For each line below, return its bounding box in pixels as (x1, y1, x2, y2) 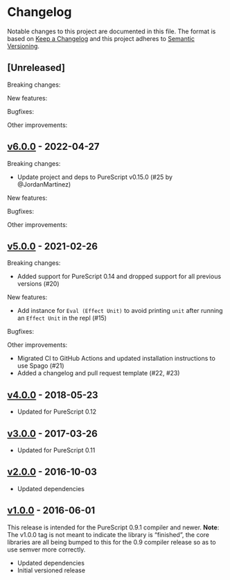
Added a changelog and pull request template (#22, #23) (17, 369, 180, 377)
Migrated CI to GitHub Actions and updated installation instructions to (17, 355, 216, 363)
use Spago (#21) (17, 361, 64, 370)
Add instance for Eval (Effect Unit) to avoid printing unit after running (17, 307, 223, 315)
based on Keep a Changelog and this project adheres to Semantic (7, 34, 195, 42)
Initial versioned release (17, 566, 85, 574)
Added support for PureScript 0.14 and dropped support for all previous (17, 272, 222, 281)
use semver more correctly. (7, 545, 86, 554)
